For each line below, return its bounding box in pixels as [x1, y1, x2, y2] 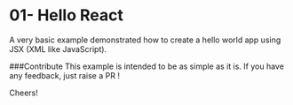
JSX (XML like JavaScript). [9, 43, 107, 54]
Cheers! [9, 87, 38, 98]
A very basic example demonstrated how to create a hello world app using [9, 34, 281, 45]
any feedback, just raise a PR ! [9, 70, 120, 80]
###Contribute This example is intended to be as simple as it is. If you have [9, 61, 284, 71]
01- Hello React [9, 5, 124, 26]
